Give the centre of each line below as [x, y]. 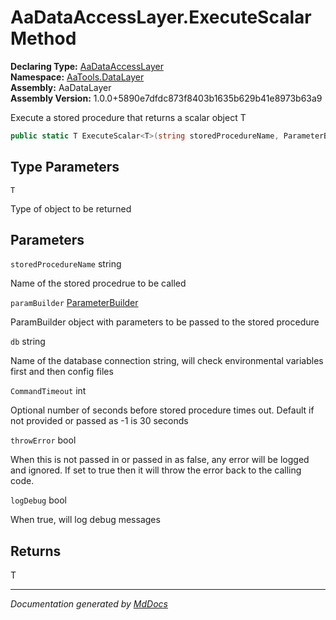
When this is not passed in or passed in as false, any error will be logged [160, 460]
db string [28, 342]
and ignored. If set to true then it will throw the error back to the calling [156, 470]
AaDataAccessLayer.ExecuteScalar [161, 17]
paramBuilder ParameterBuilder [74, 303]
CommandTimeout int [48, 391]
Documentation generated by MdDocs [89, 604]
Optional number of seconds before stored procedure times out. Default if [162, 410]
